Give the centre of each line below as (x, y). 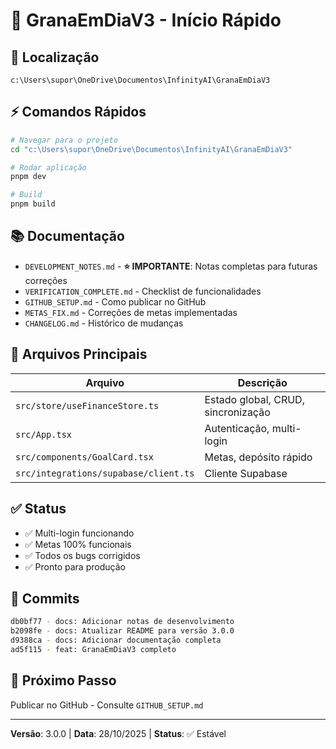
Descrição (262, 382)
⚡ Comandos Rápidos (78, 112)
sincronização (237, 412)
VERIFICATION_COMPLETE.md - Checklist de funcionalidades (143, 291)
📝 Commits (45, 598)
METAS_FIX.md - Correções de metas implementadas (131, 312)
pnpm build (33, 204)
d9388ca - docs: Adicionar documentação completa (116, 640)
